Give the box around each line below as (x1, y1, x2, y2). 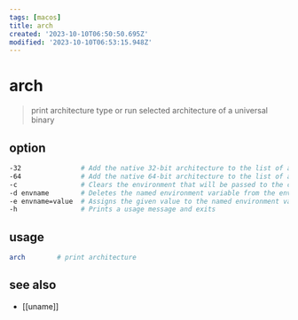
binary (30, 114, 55, 125)
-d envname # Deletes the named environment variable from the (9, 188, 276, 198)
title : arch (9, 21, 53, 30)
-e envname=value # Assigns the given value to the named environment (9, 197, 279, 206)
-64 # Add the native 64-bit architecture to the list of (9, 172, 284, 181)
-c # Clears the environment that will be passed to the (9, 180, 284, 189)
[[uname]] (21, 300, 59, 311)
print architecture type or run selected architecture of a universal (30, 105, 269, 116)
